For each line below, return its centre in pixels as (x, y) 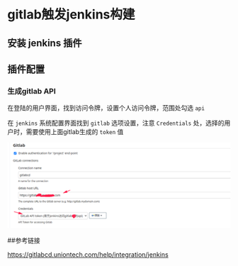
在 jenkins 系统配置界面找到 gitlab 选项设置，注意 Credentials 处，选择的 (116, 123)
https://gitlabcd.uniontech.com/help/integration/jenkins (88, 254)
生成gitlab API (32, 91)
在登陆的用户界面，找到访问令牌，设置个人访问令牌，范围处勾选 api (106, 108)
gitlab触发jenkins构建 (71, 15)
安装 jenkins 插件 (45, 43)
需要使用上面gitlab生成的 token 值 (75, 132)
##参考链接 (24, 240)
